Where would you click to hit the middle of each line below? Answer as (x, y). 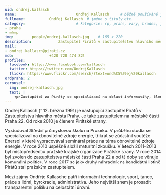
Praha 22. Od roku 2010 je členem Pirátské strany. (56, 121)
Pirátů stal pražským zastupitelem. (40, 167)
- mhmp (12, 32)
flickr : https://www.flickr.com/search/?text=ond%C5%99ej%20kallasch (83, 74)
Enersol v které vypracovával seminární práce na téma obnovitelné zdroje (80, 141)
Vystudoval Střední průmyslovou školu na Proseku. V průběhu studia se (78, 130)
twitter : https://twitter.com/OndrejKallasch (57, 69)
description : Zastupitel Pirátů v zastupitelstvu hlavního (79, 42)
